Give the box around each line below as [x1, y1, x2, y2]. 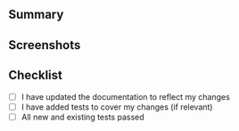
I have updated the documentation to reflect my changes [21, 91, 231, 102]
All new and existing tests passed [21, 111, 144, 122]
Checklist [8, 68, 63, 83]
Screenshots [8, 37, 81, 53]
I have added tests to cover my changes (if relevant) [21, 102, 213, 112]
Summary [8, 7, 64, 22]
